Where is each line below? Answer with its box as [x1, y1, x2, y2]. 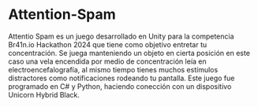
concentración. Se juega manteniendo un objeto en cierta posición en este [8, 48, 251, 57]
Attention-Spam [8, 6, 116, 24]
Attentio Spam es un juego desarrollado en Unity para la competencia [8, 31, 234, 41]
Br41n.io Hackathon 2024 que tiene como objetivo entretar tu [8, 39, 208, 49]
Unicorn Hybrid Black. [8, 90, 80, 99]
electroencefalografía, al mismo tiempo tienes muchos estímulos [8, 65, 219, 74]
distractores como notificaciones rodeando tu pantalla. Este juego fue [8, 73, 235, 83]
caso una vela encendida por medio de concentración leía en [8, 57, 207, 66]
